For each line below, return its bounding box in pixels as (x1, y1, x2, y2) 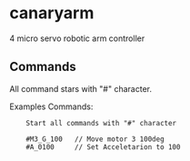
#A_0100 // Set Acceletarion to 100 (25, 142, 181, 152)
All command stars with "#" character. (9, 83, 153, 94)
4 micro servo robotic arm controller (9, 33, 145, 44)
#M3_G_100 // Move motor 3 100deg (25, 135, 165, 144)
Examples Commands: (9, 101, 94, 112)
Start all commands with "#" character (25, 118, 177, 127)
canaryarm (9, 3, 95, 24)
